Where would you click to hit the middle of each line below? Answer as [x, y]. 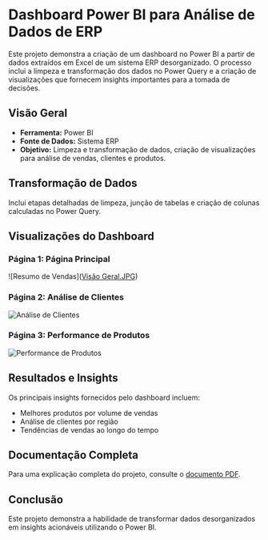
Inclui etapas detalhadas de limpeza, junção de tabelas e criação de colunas [134, 203]
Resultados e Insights [63, 378]
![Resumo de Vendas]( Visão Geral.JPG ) [73, 276]
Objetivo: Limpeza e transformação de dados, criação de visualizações [138, 149]
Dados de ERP [56, 32]
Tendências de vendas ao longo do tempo [89, 429]
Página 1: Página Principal [59, 259]
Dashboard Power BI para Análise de [132, 15]
